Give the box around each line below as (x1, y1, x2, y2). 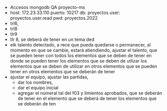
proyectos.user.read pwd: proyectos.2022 (10, 15, 98, 21)
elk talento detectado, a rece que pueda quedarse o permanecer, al (10, 42, 151, 47)
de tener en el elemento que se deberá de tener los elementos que (17, 95, 157, 101)
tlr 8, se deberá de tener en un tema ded (10, 36, 95, 42)
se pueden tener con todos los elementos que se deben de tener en (10, 52, 152, 59)
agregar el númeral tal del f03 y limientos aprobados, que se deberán (17, 90, 162, 96)
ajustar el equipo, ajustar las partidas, (10, 74, 89, 80)
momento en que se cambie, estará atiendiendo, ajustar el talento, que (10, 47, 158, 53)
